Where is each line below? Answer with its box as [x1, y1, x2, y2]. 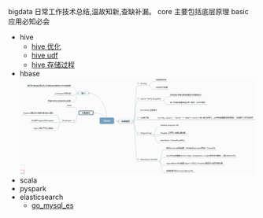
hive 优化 [31, 42, 61, 51]
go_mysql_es [31, 201, 74, 210]
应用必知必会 [8, 17, 50, 26]
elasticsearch [19, 192, 64, 202]
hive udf [31, 50, 58, 60]
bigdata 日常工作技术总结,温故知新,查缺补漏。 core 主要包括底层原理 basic [8, 7, 250, 16]
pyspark [19, 184, 47, 194]
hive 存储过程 [31, 60, 75, 69]
